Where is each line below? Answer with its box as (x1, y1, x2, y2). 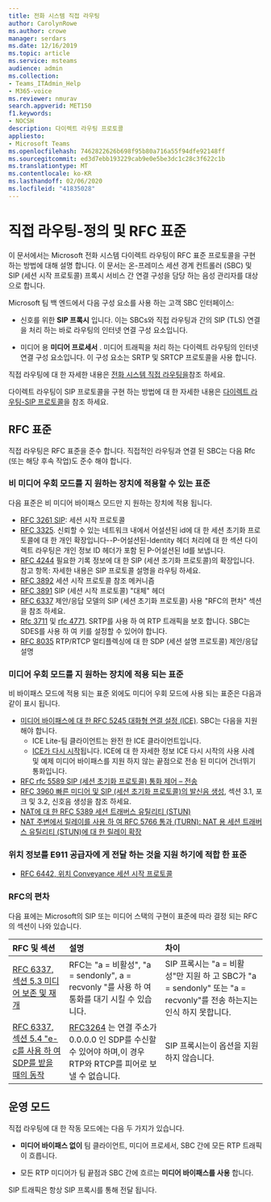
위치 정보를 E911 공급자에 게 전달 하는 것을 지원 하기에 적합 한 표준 (8, 850, 248, 861)
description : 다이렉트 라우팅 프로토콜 (8, 124, 123, 133)
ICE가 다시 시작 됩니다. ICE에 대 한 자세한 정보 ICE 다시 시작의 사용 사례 (31, 746, 256, 756)
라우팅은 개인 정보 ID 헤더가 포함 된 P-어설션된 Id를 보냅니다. (35, 545, 226, 555)
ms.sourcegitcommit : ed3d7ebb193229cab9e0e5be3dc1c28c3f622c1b (8, 154, 226, 162)
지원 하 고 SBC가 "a (185, 970, 256, 981)
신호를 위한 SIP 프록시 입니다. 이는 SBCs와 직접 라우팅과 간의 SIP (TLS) (19, 314, 246, 324)
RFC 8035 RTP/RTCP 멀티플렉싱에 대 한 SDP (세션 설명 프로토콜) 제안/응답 (19, 636, 258, 646)
